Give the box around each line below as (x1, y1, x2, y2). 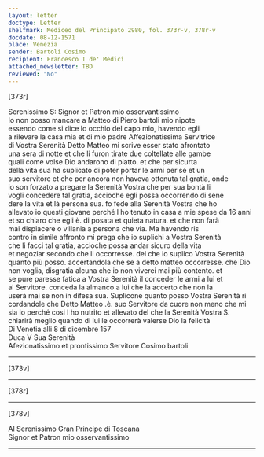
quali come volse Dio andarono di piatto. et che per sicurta (8, 157, 198, 166)
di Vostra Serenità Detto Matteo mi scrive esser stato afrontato (8, 140, 211, 149)
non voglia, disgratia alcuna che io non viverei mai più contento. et (8, 265, 222, 275)
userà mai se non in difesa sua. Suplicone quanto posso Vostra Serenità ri (8, 290, 247, 300)
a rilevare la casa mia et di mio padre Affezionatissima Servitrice (8, 131, 216, 142)
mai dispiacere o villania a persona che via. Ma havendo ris (8, 223, 200, 233)
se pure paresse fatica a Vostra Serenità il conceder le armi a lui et (8, 274, 223, 283)
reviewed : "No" (8, 70, 58, 78)
